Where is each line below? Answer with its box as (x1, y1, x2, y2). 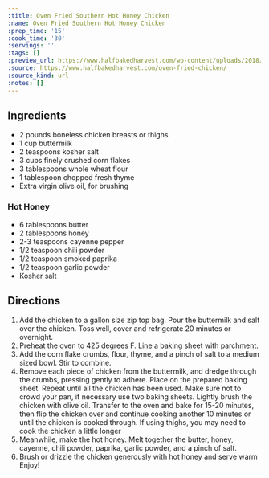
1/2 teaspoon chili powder (18, 245, 105, 255)
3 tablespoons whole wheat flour (18, 164, 128, 174)
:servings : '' (7, 42, 55, 50)
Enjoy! (18, 460, 40, 470)
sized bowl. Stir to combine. (18, 358, 112, 368)
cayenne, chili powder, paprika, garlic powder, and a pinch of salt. (18, 443, 238, 453)
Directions (7, 294, 61, 308)
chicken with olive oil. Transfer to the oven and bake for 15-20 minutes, (18, 401, 255, 411)
